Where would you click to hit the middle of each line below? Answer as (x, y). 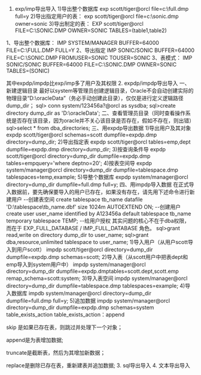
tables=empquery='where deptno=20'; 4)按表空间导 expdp (79, 163)
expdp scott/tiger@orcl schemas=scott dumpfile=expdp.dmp (82, 135)
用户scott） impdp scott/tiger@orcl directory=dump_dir (85, 249)
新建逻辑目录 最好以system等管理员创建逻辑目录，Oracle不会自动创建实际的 (100, 91)
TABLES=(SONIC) (28, 71)
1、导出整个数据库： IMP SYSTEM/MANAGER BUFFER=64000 (83, 43)
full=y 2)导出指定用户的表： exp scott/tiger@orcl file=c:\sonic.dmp (97, 16)
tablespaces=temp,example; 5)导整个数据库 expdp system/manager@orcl (97, 177)
